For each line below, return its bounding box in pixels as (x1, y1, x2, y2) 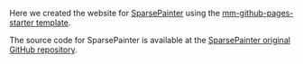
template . (35, 17, 71, 28)
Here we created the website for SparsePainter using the (9, 8, 221, 18)
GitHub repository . (9, 44, 78, 55)
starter (9, 17, 34, 28)
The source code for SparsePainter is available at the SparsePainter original (9, 35, 291, 45)
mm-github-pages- (222, 8, 294, 18)
